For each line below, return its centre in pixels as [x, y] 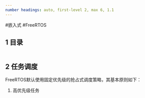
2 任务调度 [21, 66]
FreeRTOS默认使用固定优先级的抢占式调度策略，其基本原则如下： [73, 80]
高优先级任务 [26, 90]
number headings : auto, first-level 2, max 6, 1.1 [60, 10]
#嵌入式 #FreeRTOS [26, 25]
